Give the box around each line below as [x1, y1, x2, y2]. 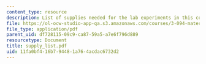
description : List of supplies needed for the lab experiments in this [6, 15, 193, 21]
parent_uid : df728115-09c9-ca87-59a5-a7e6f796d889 [6, 32, 139, 38]
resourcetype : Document [6, 37, 67, 43]
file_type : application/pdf [6, 26, 78, 32]
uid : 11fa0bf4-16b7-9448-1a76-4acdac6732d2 [6, 49, 120, 55]
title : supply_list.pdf [6, 43, 67, 49]
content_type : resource [6, 9, 67, 15]
